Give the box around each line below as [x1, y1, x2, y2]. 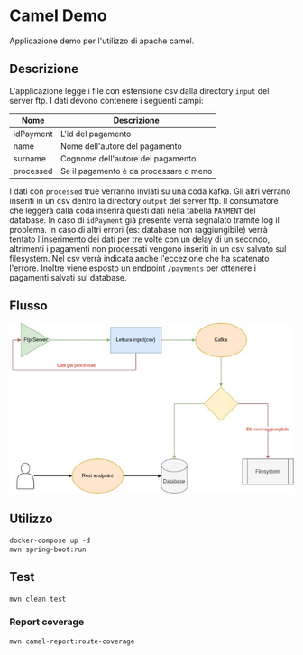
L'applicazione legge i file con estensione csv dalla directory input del [9, 85, 270, 96]
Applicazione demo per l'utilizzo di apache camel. [9, 35, 195, 46]
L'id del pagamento [60, 128, 132, 139]
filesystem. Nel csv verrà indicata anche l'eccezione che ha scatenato [9, 253, 270, 263]
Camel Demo [9, 5, 108, 26]
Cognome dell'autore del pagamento [60, 153, 197, 163]
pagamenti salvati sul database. [9, 272, 127, 282]
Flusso [9, 299, 48, 314]
